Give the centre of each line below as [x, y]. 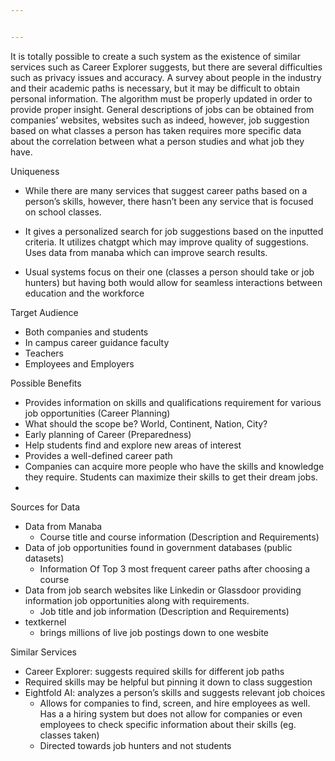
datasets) [44, 558]
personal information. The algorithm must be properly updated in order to [161, 98]
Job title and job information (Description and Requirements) [164, 611]
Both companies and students [86, 332]
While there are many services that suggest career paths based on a [166, 190]
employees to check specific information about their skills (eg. [168, 724]
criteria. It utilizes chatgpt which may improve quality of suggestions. [166, 242]
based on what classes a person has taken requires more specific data [156, 130]
